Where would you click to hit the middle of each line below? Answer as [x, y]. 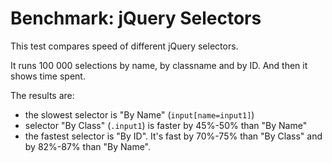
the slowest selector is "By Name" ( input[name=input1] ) [139, 114]
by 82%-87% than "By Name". [88, 146]
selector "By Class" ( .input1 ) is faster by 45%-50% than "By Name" [166, 125]
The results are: [42, 95]
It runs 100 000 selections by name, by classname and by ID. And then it [159, 65]
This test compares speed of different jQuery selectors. [124, 46]
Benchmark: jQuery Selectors [136, 18]
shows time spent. [48, 76]
